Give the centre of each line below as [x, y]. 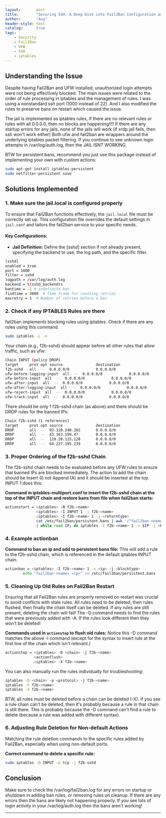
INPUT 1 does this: [24, 483]
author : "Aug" [26, 19]
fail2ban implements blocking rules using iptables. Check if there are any [79, 322]
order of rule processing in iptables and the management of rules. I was [78, 99]
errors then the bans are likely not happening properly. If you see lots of [78, 801]
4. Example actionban [32, 538]
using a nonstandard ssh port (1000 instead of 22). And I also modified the [81, 104]
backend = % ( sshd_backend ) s [34, 284]
